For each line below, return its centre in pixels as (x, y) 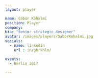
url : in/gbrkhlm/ (33, 50)
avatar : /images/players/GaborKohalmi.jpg (49, 37)
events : (13, 59)
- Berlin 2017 (24, 63)
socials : (14, 41)
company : (14, 27)
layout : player (21, 10)
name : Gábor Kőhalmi (26, 18)
